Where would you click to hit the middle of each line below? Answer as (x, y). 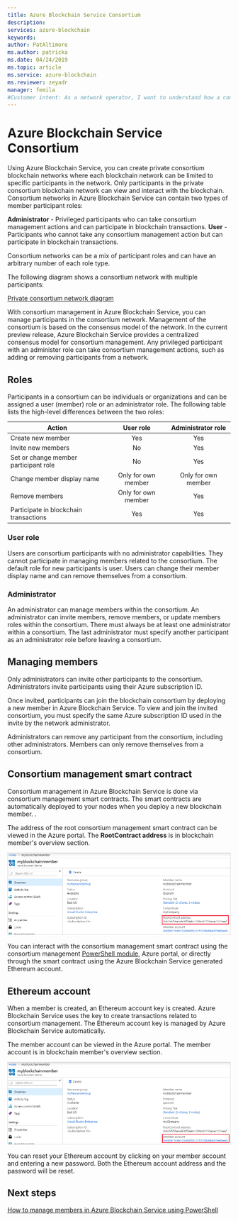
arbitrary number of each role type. (59, 263)
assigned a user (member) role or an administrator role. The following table (117, 404)
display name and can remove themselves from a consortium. (97, 575)
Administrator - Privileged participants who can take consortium (102, 219)
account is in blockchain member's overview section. (85, 1052)
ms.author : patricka (38, 53)
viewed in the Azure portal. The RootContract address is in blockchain (110, 835)
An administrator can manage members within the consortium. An (103, 609)
